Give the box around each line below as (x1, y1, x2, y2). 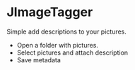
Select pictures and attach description (16, 48, 129, 57)
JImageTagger (6, 4, 93, 20)
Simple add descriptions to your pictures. (6, 27, 127, 36)
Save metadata (16, 55, 61, 64)
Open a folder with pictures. (16, 41, 98, 49)
